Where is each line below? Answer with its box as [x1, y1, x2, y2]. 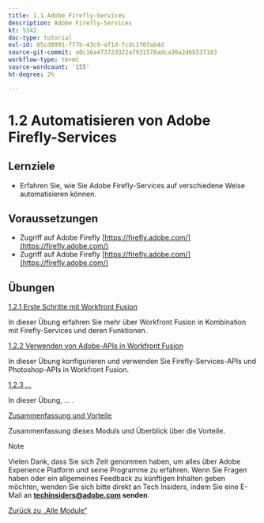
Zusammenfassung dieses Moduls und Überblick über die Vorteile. [8, 426, 225, 436]
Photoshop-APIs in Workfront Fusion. [8, 365, 129, 374]
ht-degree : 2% [8, 70, 55, 78]
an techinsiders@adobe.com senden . [23, 491, 150, 500]
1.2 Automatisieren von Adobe [8, 112, 211, 129]
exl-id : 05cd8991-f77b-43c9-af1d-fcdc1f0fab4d [8, 41, 164, 49]
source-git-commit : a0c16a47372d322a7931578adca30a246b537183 [8, 48, 217, 56]
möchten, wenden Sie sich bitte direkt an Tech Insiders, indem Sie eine [8, 482, 239, 491]
